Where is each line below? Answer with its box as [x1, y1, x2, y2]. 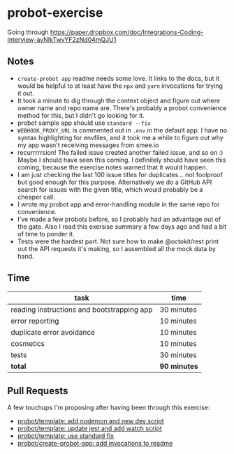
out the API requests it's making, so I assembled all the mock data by [17, 244, 217, 252]
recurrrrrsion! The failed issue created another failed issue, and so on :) [17, 148, 224, 156]
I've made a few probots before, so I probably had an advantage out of [17, 215, 221, 223]
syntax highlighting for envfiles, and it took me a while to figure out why [17, 133, 224, 142]
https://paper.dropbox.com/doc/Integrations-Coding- [50, 28, 204, 36]
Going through [7, 28, 49, 36]
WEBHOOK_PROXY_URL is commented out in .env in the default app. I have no [17, 126, 228, 134]
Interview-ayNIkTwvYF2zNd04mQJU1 [7, 35, 117, 43]
